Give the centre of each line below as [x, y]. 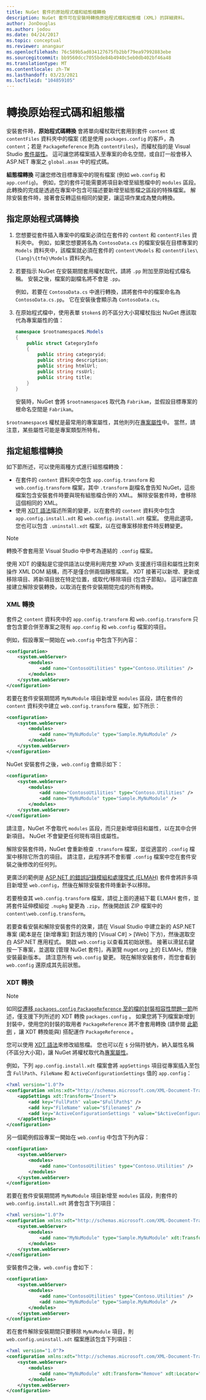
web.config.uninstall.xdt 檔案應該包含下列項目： [70, 1339]
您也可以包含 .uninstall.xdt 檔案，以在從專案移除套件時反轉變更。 [100, 526]
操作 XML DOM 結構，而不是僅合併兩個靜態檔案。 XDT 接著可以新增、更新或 [103, 572]
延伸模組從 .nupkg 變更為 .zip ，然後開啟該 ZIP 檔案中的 [92, 906]
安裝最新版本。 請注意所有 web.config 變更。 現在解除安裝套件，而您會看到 [101, 957]
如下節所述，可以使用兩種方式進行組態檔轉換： [65, 467]
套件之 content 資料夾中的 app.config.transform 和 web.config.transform [99, 619]
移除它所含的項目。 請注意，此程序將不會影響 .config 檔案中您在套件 [104, 857]
